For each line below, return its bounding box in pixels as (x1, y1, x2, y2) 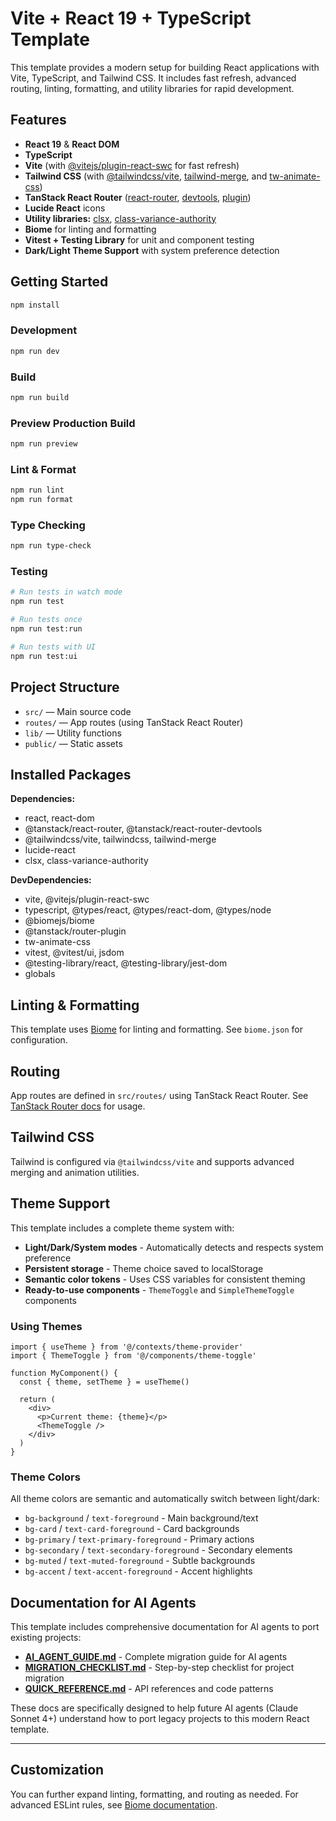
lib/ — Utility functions (24, 727, 122, 739)
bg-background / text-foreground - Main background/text (24, 1512, 259, 1524)
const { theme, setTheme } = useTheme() (19, 1377, 190, 1387)
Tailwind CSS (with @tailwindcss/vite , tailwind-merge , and (24, 170, 268, 182)
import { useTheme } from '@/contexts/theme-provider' (10, 1342, 244, 1352)
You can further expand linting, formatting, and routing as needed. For (10, 1788, 299, 1800)
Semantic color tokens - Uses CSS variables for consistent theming (24, 1273, 306, 1285)
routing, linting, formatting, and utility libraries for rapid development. (10, 82, 295, 94)
